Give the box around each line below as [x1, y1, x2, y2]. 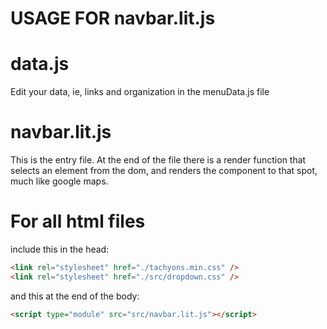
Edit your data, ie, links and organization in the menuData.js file [10, 86, 270, 98]
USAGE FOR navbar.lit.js [10, 7, 216, 30]
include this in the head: [10, 243, 110, 255]
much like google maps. [10, 175, 109, 187]
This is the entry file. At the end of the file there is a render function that [10, 154, 307, 166]
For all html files [10, 210, 146, 233]
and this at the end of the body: [10, 290, 140, 302]
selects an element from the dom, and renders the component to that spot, [10, 165, 318, 177]
